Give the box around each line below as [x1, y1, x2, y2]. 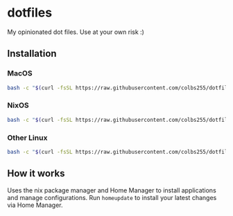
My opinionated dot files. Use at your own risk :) [7, 28, 144, 36]
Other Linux [7, 133, 48, 143]
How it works [7, 168, 65, 179]
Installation [7, 48, 57, 60]
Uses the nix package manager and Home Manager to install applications [7, 186, 216, 195]
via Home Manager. [7, 201, 64, 209]
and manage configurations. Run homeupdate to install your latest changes [7, 193, 217, 201]
